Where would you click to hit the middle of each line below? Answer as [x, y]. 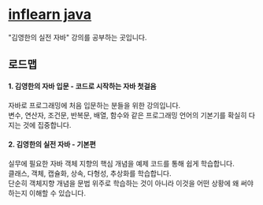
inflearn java [50, 15]
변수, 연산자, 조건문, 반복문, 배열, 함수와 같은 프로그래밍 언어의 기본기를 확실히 [128, 115]
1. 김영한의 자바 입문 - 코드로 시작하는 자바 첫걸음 [82, 86]
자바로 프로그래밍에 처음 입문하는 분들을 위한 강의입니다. [94, 105]
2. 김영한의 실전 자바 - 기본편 [52, 144]
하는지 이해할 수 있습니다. [47, 193]
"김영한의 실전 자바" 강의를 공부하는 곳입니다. [78, 37]
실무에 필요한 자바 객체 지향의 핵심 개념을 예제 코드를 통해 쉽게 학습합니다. [121, 163]
